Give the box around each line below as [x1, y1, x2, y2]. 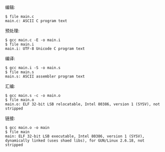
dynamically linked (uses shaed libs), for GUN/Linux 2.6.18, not [5, 138, 145, 143]
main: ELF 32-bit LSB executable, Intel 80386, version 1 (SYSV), [5, 134, 145, 139]
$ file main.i [5, 42, 35, 47]
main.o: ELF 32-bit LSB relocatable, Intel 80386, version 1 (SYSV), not [5, 102, 161, 107]
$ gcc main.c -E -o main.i [5, 38, 61, 42]
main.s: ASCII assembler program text [5, 74, 85, 79]
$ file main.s [5, 70, 35, 75]
